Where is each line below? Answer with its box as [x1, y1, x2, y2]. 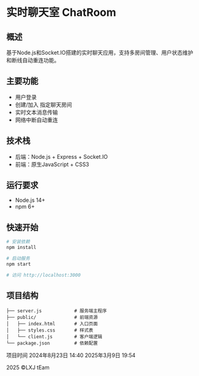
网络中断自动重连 [15, 116, 58, 124]
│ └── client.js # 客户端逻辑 [6, 334, 103, 340]
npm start [6, 261, 32, 267]
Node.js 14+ [15, 197, 46, 204]
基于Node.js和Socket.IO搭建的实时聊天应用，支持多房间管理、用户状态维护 [6, 49, 194, 56]
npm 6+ [15, 203, 35, 211]
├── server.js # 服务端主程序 [6, 308, 107, 314]
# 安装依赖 [6, 238, 30, 245]
